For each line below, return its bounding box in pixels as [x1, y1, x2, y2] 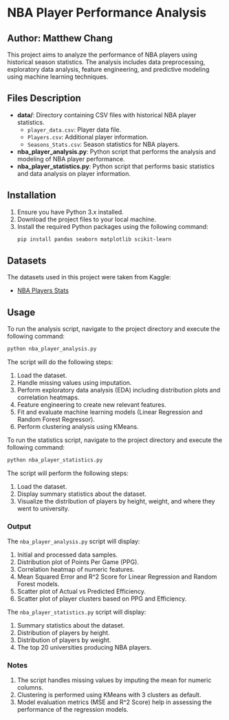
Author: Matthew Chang [7, 32, 113, 44]
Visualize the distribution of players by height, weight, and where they [17, 497, 215, 505]
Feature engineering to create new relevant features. [17, 401, 166, 408]
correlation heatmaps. [17, 393, 80, 401]
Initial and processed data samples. [17, 550, 118, 559]
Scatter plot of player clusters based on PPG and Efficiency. [17, 594, 187, 603]
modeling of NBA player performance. [17, 154, 125, 163]
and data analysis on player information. [17, 169, 131, 177]
